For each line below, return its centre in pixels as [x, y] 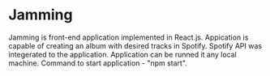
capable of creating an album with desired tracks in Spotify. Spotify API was [135, 45]
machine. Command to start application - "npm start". [98, 63]
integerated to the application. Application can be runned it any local [122, 54]
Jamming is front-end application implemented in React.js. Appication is [129, 37]
